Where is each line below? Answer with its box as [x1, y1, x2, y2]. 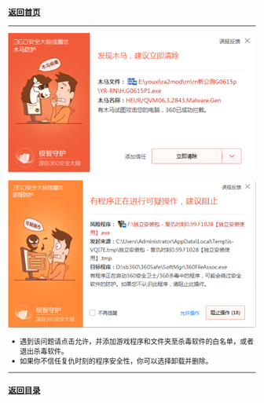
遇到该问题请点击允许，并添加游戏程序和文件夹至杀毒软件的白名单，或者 [19, 336, 254, 346]
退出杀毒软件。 [19, 346, 68, 356]
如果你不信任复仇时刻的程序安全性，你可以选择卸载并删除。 [19, 356, 213, 366]
